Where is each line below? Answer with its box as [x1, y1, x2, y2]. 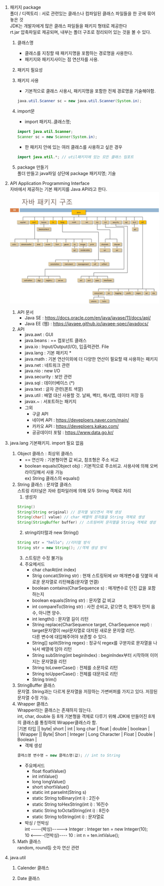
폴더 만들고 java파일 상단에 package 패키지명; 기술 [17, 170, 116, 176]
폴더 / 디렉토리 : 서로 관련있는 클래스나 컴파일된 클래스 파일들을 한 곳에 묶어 [9, 10, 156, 16]
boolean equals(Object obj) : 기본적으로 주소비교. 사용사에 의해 [24, 463, 149, 469]
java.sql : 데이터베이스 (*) [24, 380, 75, 386]
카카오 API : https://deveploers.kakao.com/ [32, 423, 119, 429]
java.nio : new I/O [24, 367, 60, 373]
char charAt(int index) [32, 567, 77, 573]
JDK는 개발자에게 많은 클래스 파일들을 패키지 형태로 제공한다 [9, 23, 127, 29]
